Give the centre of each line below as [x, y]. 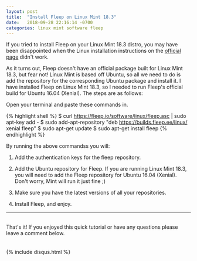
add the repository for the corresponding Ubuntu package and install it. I [94, 81]
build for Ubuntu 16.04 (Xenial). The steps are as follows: [75, 93]
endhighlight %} [26, 135]
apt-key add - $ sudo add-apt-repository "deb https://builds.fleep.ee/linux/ [97, 122]
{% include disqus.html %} [38, 252]
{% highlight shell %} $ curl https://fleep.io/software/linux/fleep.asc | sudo [96, 116]
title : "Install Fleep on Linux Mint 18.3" [61, 17]
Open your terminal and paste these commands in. [67, 105]
